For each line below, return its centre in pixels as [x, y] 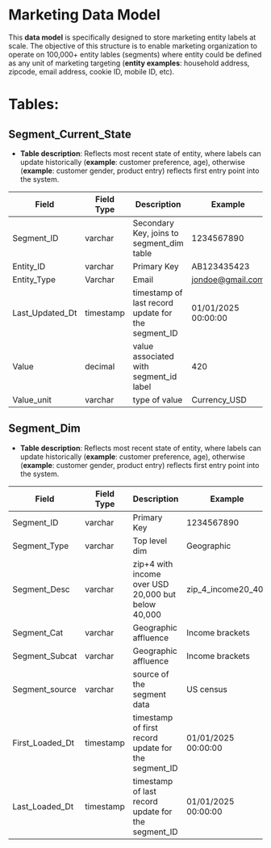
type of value [158, 399]
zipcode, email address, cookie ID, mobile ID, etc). [92, 71]
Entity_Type [34, 279]
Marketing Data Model [84, 15]
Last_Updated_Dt [45, 313]
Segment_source [44, 689]
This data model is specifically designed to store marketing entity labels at [132, 37]
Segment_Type [41, 546]
